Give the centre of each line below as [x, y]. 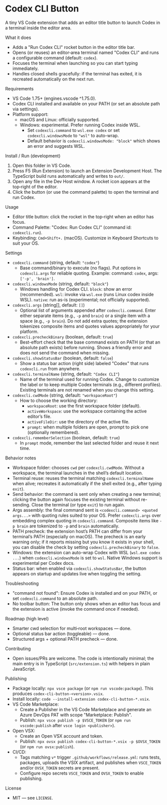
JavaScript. [24, 669]
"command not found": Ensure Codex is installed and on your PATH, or [85, 593]
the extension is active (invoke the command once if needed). [76, 609]
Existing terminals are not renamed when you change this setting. [87, 390]
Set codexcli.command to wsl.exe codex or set [74, 130]
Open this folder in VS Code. [42, 165]
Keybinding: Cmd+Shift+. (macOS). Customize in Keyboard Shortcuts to [85, 238]
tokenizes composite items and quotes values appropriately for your [90, 326]
